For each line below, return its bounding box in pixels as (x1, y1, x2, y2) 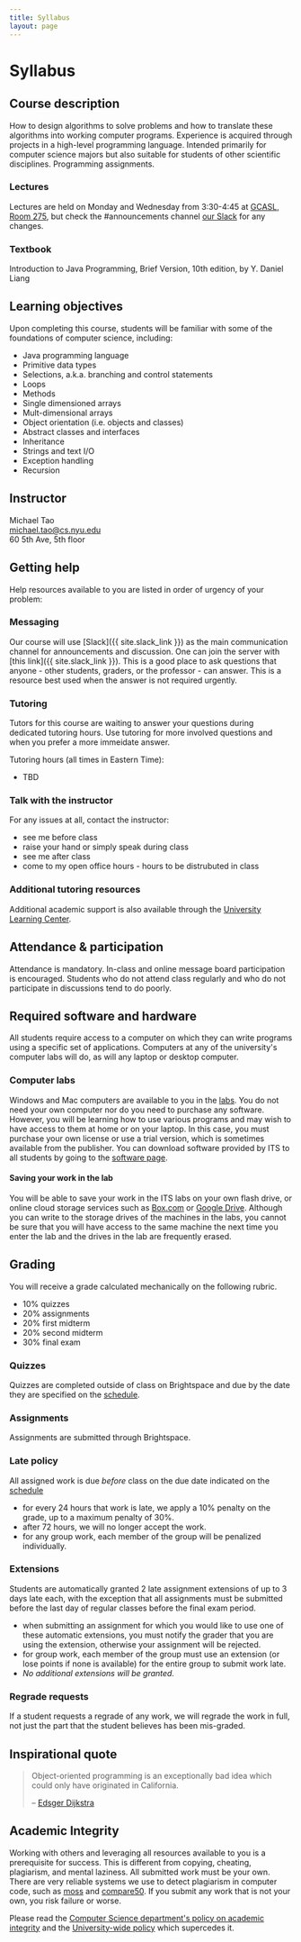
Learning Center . (9, 913, 72, 924)
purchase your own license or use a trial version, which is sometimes (9, 1132, 265, 1144)
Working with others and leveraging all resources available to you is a (9, 1847, 267, 1858)
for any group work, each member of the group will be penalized (22, 1530, 261, 1541)
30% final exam (22, 1337, 81, 1348)
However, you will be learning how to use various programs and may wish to (9, 1113, 292, 1124)
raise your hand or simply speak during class (22, 841, 189, 852)
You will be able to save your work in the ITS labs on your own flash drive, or (9, 1193, 293, 1203)
